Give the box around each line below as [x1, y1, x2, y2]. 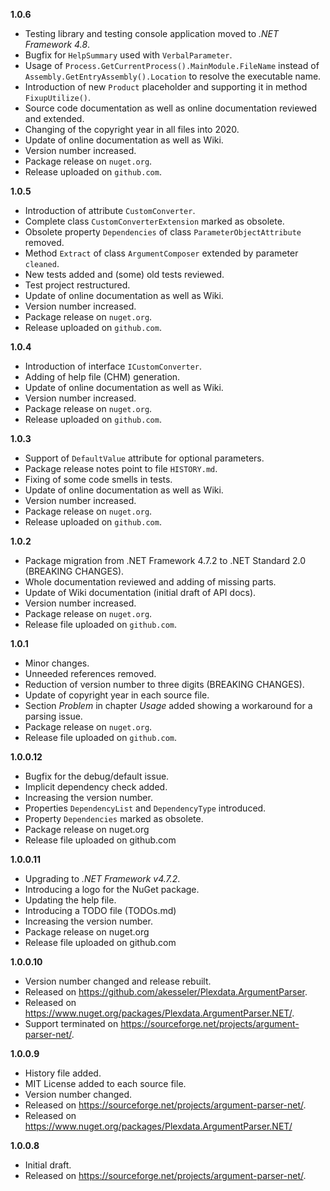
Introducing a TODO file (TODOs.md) [24, 905, 177, 916]
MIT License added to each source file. [24, 1078, 187, 1089]
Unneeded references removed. [24, 668, 157, 679]
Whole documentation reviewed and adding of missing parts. [24, 576, 277, 588]
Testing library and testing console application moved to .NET [24, 28, 280, 39]
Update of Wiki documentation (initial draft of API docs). [24, 587, 257, 598]
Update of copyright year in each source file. [24, 689, 210, 701]
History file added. [24, 1067, 102, 1079]
